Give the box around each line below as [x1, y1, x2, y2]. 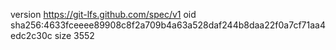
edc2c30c [10, 30, 53, 41]
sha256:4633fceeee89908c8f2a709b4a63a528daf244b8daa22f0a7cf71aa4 [10, 19, 326, 31]
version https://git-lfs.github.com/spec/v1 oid [10, 9, 197, 20]
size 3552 [54, 30, 95, 41]
